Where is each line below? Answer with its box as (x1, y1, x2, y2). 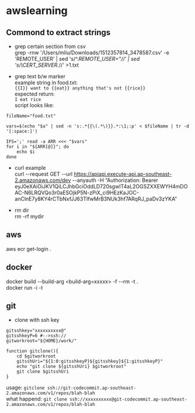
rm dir (14, 206, 29, 214)
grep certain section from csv (14, 43, 86, 50)
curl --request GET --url (14, 171, 73, 177)
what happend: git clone (6, 395, 67, 402)
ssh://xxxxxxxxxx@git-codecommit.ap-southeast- (69, 397, 188, 402)
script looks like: (14, 102, 54, 109)
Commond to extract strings (6, 27, 111, 37)
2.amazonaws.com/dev (14, 177, 71, 184)
